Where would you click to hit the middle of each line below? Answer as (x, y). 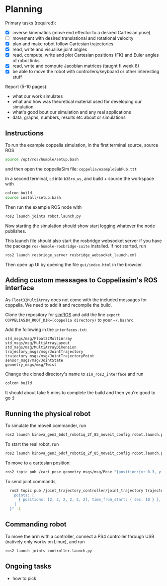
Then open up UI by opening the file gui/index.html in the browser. (74, 264)
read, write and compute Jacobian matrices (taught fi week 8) (76, 66)
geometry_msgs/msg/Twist (31, 365)
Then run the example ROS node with (43, 207)
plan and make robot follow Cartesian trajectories (63, 44)
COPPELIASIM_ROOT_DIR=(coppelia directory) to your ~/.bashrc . (70, 320)
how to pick (24, 578)
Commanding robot (36, 525)
